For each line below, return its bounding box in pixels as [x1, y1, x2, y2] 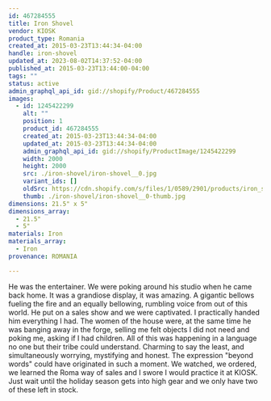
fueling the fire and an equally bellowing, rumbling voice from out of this [8, 298, 248, 308]
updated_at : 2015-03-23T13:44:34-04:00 [23, 139, 157, 148]
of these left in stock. [8, 385, 79, 395]
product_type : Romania [8, 34, 85, 43]
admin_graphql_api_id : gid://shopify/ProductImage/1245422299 [23, 147, 236, 155]
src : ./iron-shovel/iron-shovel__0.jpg [23, 170, 157, 178]
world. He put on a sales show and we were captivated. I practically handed [8, 307, 261, 317]
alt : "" [23, 110, 48, 118]
